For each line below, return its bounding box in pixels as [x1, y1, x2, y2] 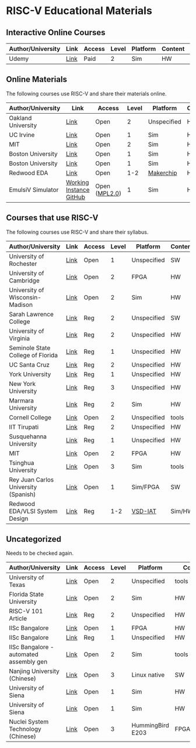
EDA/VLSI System [9, 507, 58, 515]
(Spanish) [9, 490, 36, 498]
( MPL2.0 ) [95, 189, 121, 197]
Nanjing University [9, 667, 60, 675]
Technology [9, 725, 42, 733]
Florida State [9, 590, 44, 599]
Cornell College [9, 413, 51, 421]
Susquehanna [9, 432, 47, 440]
